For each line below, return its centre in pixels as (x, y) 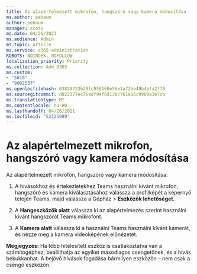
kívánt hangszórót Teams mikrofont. (59, 216)
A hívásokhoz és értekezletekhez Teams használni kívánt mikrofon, (96, 186)
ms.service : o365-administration (47, 50)
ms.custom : (20, 72)
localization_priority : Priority (47, 61)
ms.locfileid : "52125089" (38, 116)
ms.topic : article (29, 45)
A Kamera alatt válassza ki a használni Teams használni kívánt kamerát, (102, 228)
